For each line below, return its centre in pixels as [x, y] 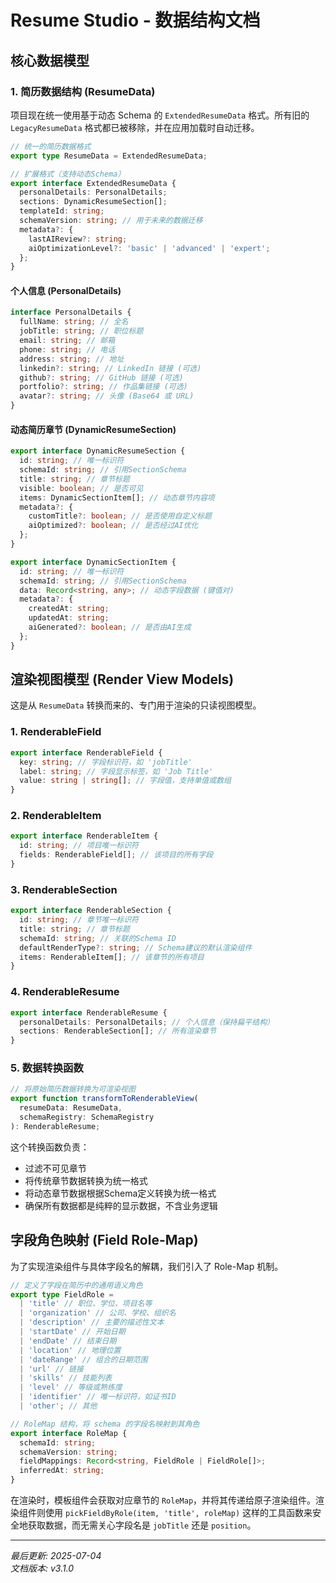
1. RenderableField [56, 732]
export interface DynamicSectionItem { [93, 562]
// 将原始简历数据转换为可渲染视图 [73, 1089]
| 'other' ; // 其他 [58, 1406]
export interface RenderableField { [86, 752]
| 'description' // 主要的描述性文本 [92, 1322]
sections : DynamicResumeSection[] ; [93, 202]
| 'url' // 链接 [51, 1369]
